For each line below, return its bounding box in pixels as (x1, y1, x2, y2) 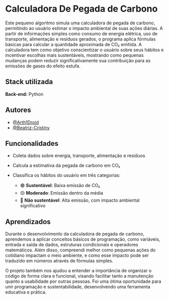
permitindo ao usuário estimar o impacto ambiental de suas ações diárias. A (5, 25, 163, 31)
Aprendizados (5, 217, 51, 226)
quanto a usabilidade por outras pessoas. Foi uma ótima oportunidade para (5, 278, 161, 284)
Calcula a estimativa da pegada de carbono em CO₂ (12, 163, 121, 169)
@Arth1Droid (12, 119, 39, 125)
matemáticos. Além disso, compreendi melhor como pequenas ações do (5, 247, 156, 253)
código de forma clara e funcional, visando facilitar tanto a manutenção (5, 273, 154, 279)
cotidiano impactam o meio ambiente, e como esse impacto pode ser (5, 252, 149, 258)
